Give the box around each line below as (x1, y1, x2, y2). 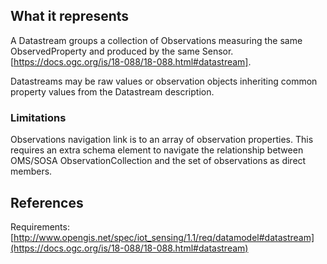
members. (10, 165, 53, 178)
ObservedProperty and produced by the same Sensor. (10, 45, 234, 57)
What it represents (10, 8, 130, 25)
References (10, 194, 84, 211)
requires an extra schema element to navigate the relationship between (10, 144, 304, 156)
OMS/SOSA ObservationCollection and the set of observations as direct (10, 155, 307, 167)
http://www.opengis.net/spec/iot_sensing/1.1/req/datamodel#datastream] (13, 231, 315, 243)
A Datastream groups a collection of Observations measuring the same (10, 34, 303, 46)
